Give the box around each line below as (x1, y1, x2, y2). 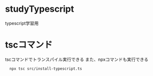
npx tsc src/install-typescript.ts (9, 66, 82, 71)
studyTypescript (5, 3, 75, 15)
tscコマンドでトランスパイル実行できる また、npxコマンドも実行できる (5, 56, 149, 62)
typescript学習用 (5, 20, 39, 26)
